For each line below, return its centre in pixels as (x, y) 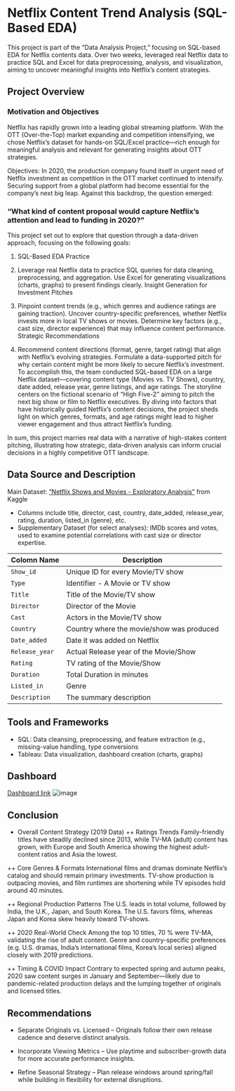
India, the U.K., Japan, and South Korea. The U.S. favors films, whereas (110, 912)
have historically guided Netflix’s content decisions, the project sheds (118, 409)
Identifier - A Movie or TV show (118, 583)
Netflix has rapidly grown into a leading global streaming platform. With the (115, 127)
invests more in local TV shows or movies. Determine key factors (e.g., (120, 320)
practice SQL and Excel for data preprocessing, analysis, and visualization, (115, 62)
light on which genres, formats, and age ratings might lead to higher (115, 417)
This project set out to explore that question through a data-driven (103, 235)
